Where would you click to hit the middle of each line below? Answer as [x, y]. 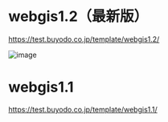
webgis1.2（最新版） [78, 16]
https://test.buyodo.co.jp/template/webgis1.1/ [83, 109]
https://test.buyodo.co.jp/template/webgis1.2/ [84, 39]
